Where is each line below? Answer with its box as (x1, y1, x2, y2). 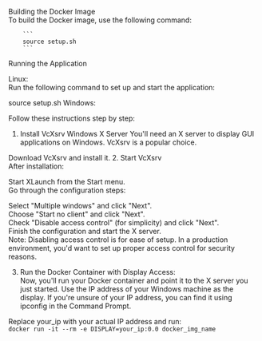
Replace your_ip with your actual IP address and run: (8, 317, 182, 326)
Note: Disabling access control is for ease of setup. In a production (8, 235, 228, 244)
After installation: (8, 161, 65, 171)
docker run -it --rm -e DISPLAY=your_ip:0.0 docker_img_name (8, 325, 216, 333)
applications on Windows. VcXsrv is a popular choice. (19, 137, 197, 147)
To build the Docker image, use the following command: (8, 15, 192, 25)
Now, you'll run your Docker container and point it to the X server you (19, 276, 248, 285)
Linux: (8, 74, 29, 83)
